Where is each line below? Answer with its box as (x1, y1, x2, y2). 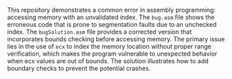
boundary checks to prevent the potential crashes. (7, 65, 151, 72)
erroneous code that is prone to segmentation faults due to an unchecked (7, 21, 217, 28)
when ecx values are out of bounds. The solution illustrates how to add (7, 57, 209, 65)
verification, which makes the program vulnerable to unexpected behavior (7, 49, 217, 58)
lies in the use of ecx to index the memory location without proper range (7, 43, 212, 50)
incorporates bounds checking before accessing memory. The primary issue (7, 35, 225, 43)
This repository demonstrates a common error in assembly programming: (7, 6, 216, 14)
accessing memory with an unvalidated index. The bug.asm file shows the (7, 13, 215, 21)
